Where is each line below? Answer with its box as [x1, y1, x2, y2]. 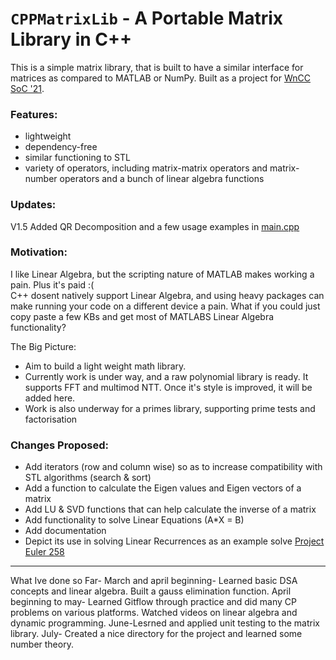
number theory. [10, 638, 74, 651]
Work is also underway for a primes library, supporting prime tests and [24, 402, 316, 414]
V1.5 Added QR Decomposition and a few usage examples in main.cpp [10, 220, 300, 232]
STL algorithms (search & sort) [24, 472, 152, 484]
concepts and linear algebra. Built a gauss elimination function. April [10, 585, 292, 597]
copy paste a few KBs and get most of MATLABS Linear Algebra [10, 310, 275, 322]
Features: [10, 107, 58, 121]
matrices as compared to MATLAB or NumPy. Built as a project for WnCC [10, 72, 311, 84]
